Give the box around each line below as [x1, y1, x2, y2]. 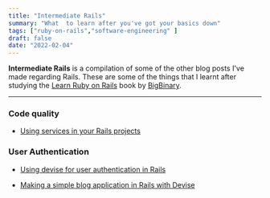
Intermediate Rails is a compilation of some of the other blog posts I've [8, 63, 245, 73]
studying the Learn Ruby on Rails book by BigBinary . [8, 81, 182, 91]
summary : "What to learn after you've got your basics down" [8, 19, 221, 27]
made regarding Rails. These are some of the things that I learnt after [8, 72, 237, 82]
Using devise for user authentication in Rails [19, 164, 166, 174]
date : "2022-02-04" [8, 42, 74, 50]
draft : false [8, 34, 52, 42]
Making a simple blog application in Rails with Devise [19, 180, 195, 189]
